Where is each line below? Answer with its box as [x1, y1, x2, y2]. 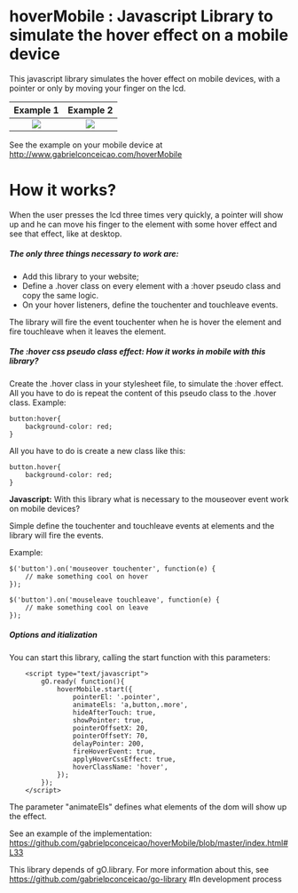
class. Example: [9, 397, 67, 408]
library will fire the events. [9, 530, 104, 540]
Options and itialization [9, 629, 98, 641]
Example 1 [13, 104, 59, 116]
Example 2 [67, 104, 114, 116]
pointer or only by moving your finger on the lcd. [9, 83, 186, 93]
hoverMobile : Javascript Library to [9, 6, 273, 27]
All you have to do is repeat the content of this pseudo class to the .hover [9, 387, 277, 398]
